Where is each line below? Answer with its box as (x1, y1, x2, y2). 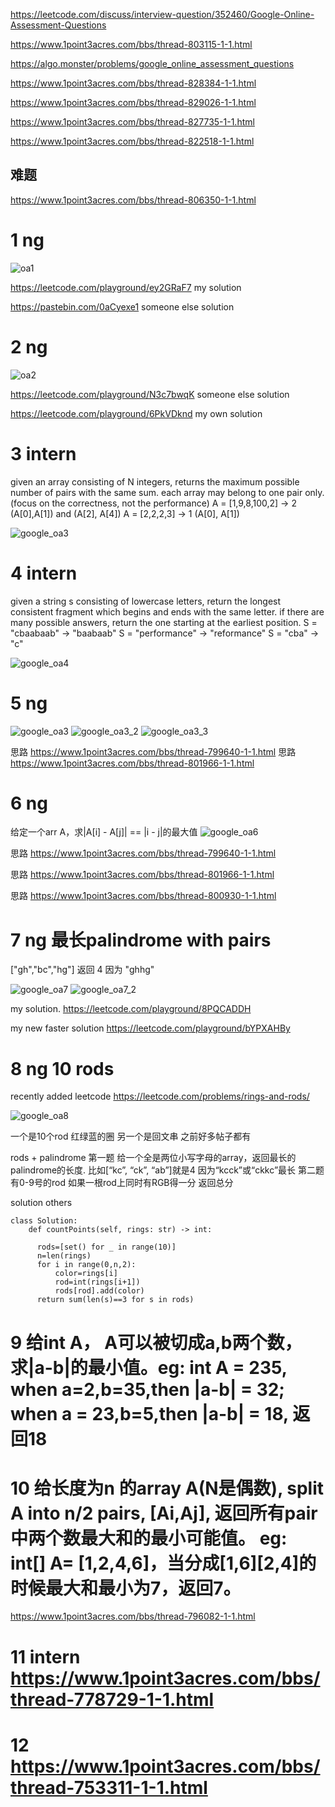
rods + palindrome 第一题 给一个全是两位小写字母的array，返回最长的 (10, 1152, 297, 1164)
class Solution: (10, 1216, 78, 1226)
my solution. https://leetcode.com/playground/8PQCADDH (10, 1003, 252, 1015)
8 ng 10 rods (10, 1057, 115, 1080)
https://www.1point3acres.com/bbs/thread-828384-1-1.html (10, 77, 257, 89)
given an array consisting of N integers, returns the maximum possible (10, 475, 300, 488)
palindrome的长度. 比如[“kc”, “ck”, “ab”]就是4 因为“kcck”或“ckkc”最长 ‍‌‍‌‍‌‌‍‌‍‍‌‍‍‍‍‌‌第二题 (10, 1164, 325, 1176)
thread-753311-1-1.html (10, 1776, 208, 1799)
